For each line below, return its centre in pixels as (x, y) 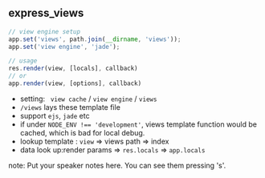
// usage (23, 61)
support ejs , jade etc (55, 115)
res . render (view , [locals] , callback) (73, 69)
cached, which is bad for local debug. (82, 132)
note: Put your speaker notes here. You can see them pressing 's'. (117, 165)
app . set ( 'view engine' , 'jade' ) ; (64, 47)
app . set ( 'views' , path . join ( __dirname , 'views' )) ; (95, 39)
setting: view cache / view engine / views (88, 99)
